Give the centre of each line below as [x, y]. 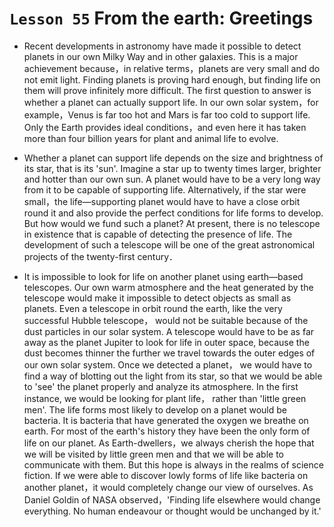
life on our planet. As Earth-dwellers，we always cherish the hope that [169, 443]
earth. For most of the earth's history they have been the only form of [167, 431]
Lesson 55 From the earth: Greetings [161, 18]
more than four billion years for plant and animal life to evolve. [151, 138]
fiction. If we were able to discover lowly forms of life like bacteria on [166, 475]
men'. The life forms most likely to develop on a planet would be [155, 409]
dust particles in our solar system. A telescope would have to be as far [169, 331]
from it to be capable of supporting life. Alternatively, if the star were [165, 189]
